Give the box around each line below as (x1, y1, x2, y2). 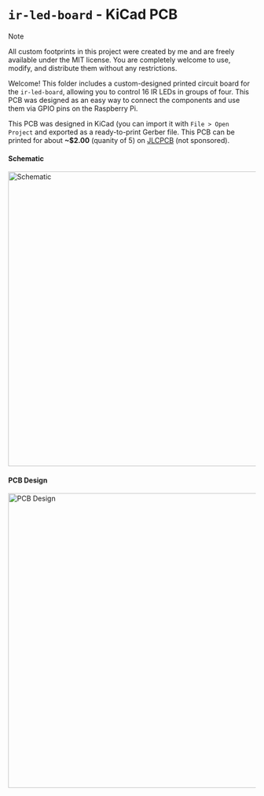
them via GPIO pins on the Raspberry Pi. (8, 104, 138, 113)
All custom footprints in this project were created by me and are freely (8, 46, 235, 56)
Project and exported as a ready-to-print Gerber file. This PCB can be (8, 127, 236, 137)
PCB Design (8, 475, 48, 485)
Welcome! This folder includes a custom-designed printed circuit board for (8, 79, 250, 88)
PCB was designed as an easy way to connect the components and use (8, 95, 240, 105)
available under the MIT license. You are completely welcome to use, (8, 55, 231, 64)
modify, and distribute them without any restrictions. (8, 63, 178, 72)
